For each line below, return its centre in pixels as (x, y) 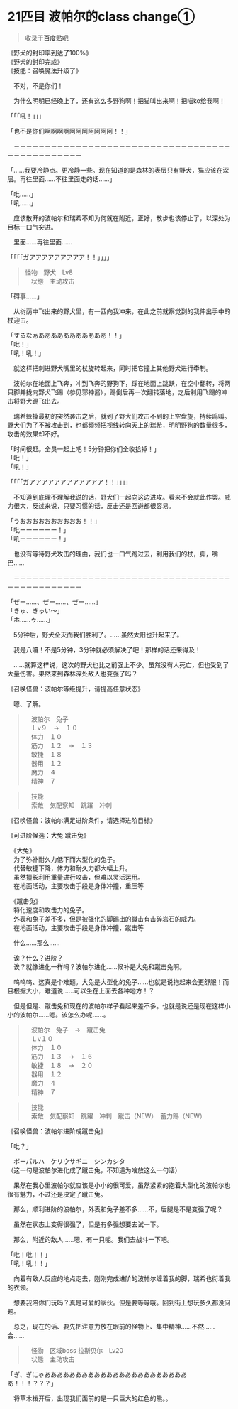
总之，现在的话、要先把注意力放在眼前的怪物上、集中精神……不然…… (114, 1326)
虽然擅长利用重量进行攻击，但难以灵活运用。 (78, 877)
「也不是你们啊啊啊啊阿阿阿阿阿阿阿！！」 (69, 131)
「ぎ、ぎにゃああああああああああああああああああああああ (94, 1374)
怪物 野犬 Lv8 (49, 272)
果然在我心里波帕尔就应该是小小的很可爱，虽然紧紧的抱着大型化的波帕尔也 (122, 1185)
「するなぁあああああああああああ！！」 (66, 335)
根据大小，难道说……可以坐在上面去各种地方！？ (84, 990)
